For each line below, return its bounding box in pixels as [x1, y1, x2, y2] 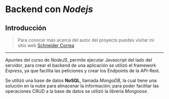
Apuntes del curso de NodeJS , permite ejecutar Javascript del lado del [5, 57, 152, 63]
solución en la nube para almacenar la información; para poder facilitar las [5, 83, 159, 89]
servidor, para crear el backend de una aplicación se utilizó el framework [5, 62, 156, 68]
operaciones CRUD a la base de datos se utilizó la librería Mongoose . [5, 88, 148, 94]
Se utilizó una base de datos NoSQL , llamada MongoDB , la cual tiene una [5, 77, 157, 83]
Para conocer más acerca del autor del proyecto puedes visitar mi [17, 37, 154, 43]
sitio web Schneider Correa [17, 42, 74, 48]
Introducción [5, 24, 47, 32]
